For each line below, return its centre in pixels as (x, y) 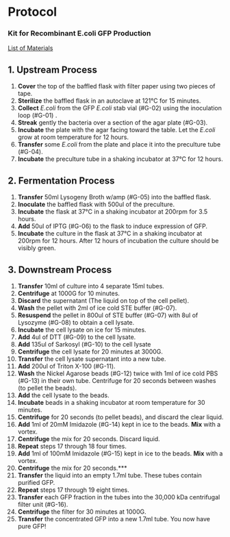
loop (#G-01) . (37, 115)
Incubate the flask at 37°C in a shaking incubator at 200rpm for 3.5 (113, 212)
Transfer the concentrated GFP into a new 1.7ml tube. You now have (114, 519)
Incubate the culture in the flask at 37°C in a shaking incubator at (110, 234)
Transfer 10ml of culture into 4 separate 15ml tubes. (91, 286)
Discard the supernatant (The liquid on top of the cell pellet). (103, 300)
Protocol (33, 12)
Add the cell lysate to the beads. (63, 395)
